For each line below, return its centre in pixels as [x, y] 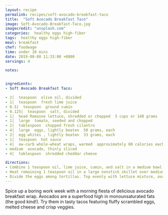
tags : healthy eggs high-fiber [39, 38]
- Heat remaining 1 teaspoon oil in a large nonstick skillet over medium [85, 172]
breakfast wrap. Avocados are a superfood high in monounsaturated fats [80, 196]
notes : [12, 70]
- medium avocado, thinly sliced [41, 149]
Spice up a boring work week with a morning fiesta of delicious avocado [79, 191]
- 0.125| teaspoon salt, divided [42, 112]
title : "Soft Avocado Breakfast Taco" [47, 19]
